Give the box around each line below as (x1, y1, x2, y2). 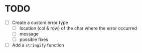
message (19, 31, 39, 37)
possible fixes (19, 36, 49, 42)
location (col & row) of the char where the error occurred (19, 25, 137, 31)
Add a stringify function (12, 42, 65, 48)
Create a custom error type (12, 19, 69, 25)
